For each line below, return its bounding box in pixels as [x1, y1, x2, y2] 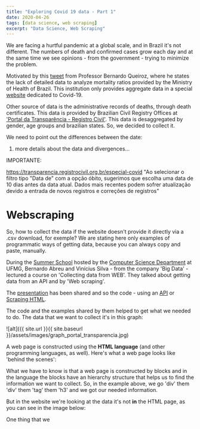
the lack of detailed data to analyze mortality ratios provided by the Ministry [6, 79, 192, 86]
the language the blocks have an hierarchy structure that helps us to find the [6, 374, 195, 381]
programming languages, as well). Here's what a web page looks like [6, 350, 176, 357]
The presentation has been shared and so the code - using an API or [6, 289, 175, 296]
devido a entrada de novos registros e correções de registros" [6, 188, 159, 195]
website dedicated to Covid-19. [6, 91, 83, 99]
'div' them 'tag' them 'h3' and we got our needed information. [6, 387, 158, 394]
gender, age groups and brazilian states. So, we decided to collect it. [6, 122, 175, 129]
